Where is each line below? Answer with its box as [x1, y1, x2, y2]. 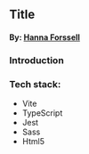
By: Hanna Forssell [9, 31, 80, 43]
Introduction [9, 53, 64, 66]
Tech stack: [9, 77, 61, 90]
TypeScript [21, 108, 63, 118]
